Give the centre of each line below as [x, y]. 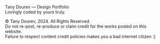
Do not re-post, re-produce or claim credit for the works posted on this [76, 26]
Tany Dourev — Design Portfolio [37, 7]
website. [14, 31]
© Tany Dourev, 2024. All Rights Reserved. [48, 21]
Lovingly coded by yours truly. [35, 12]
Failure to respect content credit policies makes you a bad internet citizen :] [80, 36]
